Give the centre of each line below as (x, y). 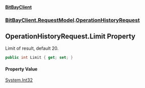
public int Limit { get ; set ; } (39, 58)
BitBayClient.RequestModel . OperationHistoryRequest (72, 20)
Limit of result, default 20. (32, 48)
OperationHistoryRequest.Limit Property (70, 36)
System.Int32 (19, 80)
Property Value (21, 69)
